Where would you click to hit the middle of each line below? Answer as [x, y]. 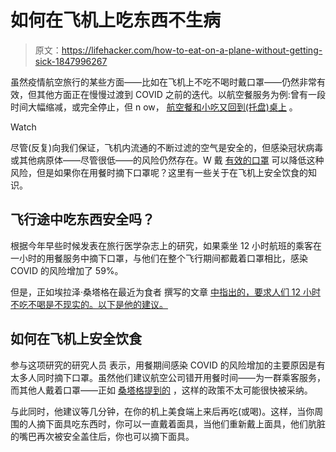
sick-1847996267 [71, 61]
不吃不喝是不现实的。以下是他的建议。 [89, 304]
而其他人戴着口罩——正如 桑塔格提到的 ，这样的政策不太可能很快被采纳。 [161, 390]
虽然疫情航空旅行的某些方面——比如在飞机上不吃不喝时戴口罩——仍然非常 [163, 82]
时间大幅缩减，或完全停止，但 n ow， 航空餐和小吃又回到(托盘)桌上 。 [154, 107]
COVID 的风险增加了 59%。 [67, 270]
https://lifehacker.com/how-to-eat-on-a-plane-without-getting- [192, 50]
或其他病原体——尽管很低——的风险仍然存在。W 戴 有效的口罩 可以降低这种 [167, 160]
